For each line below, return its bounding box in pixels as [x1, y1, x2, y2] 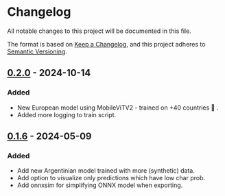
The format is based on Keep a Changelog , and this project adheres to [7, 40, 206, 48]
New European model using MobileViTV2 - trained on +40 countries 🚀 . [16, 103, 219, 112]
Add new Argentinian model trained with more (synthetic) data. [16, 167, 196, 175]
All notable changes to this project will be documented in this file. [7, 27, 192, 35]
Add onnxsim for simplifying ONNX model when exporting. [16, 181, 183, 189]
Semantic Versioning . [7, 47, 67, 56]
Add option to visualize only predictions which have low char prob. [16, 174, 206, 182]
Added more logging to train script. [16, 110, 117, 119]
